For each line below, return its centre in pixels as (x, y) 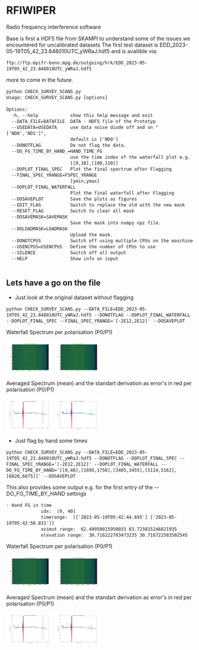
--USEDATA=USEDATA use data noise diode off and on (82, 127)
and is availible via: (134, 51)
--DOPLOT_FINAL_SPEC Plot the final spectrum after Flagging (91, 169)
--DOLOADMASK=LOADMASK (40, 229)
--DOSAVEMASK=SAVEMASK (40, 217)
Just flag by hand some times (51, 441)
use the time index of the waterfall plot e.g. (130, 157)
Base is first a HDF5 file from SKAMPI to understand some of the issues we (98, 38)
